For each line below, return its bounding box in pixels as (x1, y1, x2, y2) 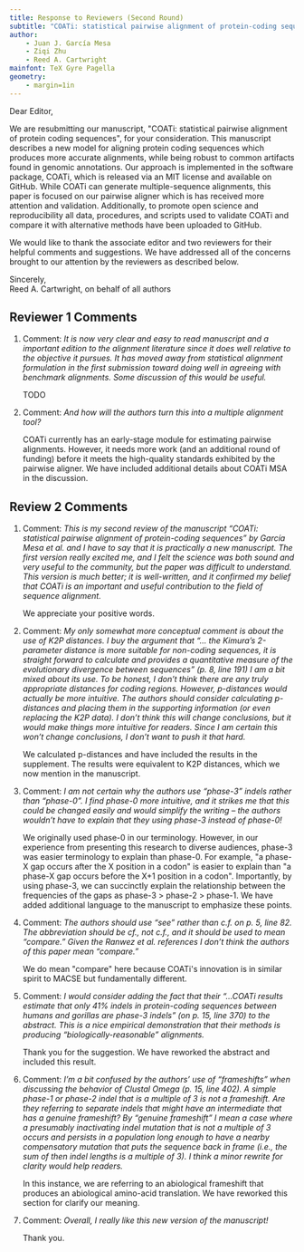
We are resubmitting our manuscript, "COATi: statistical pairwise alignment (9, 123, 288, 134)
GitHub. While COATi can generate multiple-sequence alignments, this (9, 180, 271, 191)
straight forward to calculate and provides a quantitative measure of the (22, 654, 294, 666)
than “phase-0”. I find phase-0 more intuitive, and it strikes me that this (22, 795, 290, 806)
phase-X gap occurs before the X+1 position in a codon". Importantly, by (22, 871, 292, 881)
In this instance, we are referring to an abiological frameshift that (22, 1179, 264, 1189)
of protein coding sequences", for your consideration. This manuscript (9, 132, 271, 143)
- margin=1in (25, 81, 75, 90)
